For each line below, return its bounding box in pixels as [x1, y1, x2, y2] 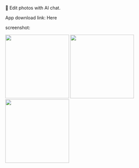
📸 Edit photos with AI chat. [5, 5, 61, 11]
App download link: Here [5, 15, 57, 20]
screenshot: [5, 24, 31, 31]
